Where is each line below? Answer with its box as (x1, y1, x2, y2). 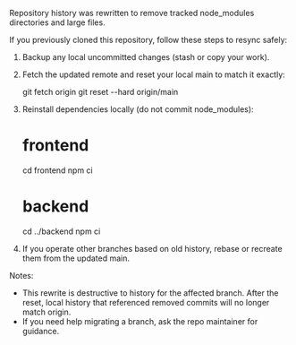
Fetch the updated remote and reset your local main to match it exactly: (21, 69, 286, 80)
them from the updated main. (21, 253, 131, 263)
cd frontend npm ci (21, 165, 94, 176)
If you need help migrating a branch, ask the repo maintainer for (21, 315, 258, 326)
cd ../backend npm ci (21, 226, 101, 237)
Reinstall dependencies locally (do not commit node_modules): (21, 104, 254, 115)
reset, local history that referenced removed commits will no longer (21, 297, 270, 307)
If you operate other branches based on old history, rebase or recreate (21, 243, 283, 254)
